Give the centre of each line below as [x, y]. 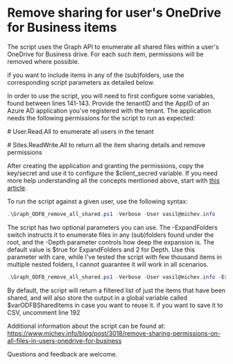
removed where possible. [43, 61]
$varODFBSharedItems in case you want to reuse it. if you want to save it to [115, 305]
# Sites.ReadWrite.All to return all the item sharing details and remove [106, 144]
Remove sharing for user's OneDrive [114, 13]
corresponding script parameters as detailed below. [81, 82]
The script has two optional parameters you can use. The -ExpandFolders [113, 227]
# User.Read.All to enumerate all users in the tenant [80, 131]
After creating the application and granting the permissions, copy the [106, 165]
